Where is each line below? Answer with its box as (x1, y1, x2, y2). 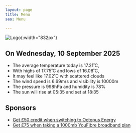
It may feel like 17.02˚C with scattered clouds (12, 73, 104, 79)
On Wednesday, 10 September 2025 (5, 49, 120, 57)
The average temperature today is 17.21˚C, (12, 62, 99, 68)
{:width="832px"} (21, 34, 58, 40)
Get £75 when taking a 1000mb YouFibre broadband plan (12, 122, 131, 128)
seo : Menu (5, 16, 26, 21)
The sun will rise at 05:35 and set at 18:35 (12, 89, 99, 95)
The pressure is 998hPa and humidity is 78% (12, 83, 106, 90)
